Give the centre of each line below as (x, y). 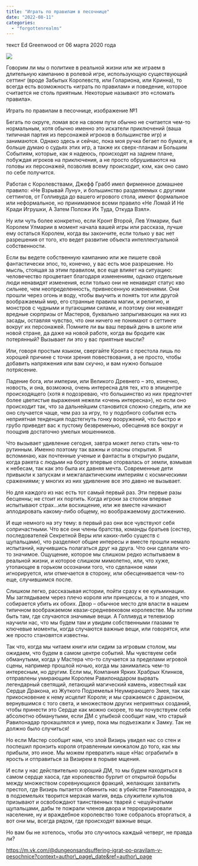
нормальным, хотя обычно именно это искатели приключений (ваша (94, 129)
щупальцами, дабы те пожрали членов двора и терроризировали (89, 808)
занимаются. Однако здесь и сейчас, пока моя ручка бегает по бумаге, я (99, 141)
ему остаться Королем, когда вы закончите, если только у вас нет (90, 233)
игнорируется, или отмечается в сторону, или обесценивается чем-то (95, 574)
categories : (21, 23)
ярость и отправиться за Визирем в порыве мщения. (73, 759)
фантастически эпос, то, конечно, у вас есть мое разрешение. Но (90, 264)
